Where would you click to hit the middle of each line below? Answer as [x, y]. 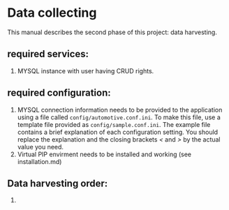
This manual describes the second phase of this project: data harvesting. [112, 32]
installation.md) [39, 161]
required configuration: [59, 93]
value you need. [40, 147]
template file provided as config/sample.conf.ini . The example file [114, 124]
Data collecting [52, 13]
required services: [48, 54]
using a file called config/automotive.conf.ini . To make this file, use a [119, 117]
